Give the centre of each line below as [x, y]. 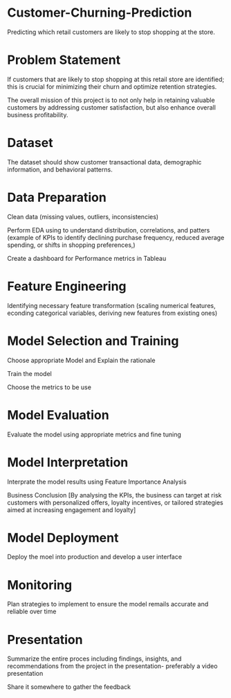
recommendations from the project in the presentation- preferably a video [112, 666]
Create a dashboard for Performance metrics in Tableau [87, 258]
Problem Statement [64, 60]
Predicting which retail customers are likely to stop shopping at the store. [111, 32]
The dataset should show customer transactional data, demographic [104, 162]
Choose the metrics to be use [49, 387]
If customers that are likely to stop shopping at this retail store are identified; [116, 79]
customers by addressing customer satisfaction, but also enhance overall [112, 107]
